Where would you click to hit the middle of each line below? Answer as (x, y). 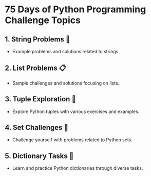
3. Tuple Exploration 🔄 (41, 99)
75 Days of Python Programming (75, 9)
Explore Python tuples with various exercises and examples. (76, 112)
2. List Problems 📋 (35, 68)
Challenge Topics (43, 20)
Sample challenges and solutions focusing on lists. (66, 83)
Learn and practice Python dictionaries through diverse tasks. (78, 168)
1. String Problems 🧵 (37, 39)
